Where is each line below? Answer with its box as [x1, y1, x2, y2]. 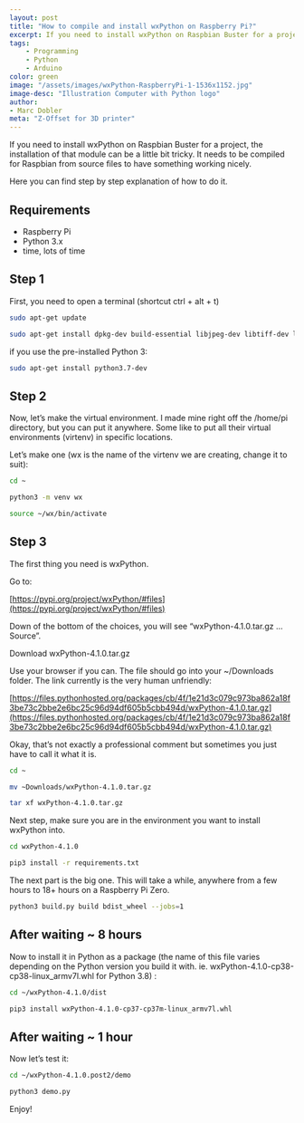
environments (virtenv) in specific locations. [9, 432, 174, 443]
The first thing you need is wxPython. [9, 558, 149, 569]
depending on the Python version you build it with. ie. [9, 961, 208, 972]
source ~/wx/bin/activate [9, 509, 107, 518]
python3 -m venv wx [9, 493, 83, 503]
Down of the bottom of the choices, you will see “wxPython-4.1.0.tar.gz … [9, 620, 283, 631]
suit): [9, 459, 29, 470]
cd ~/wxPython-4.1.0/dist [9, 988, 107, 997]
